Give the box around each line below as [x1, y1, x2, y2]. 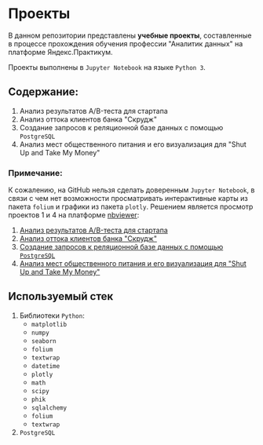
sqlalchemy [31, 403, 68, 412]
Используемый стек [8, 290, 114, 303]
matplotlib [31, 320, 68, 328]
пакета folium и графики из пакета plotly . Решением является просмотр [8, 202, 254, 212]
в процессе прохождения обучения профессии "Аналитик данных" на [8, 38, 243, 48]
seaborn [31, 337, 57, 345]
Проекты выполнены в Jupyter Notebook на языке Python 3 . [8, 62, 206, 71]
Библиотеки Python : [19, 311, 85, 320]
